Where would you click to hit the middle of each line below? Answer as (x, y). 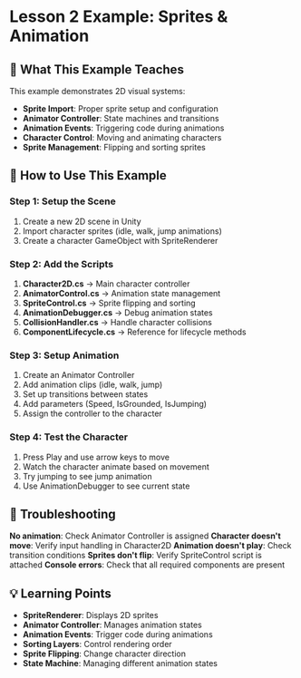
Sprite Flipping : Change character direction (104, 654)
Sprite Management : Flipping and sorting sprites (114, 147)
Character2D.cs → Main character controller (106, 284)
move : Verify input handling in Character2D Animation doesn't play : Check (150, 546)
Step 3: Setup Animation (64, 355)
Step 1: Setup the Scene (63, 201)
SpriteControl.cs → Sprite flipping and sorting (109, 303)
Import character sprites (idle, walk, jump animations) (122, 231)
